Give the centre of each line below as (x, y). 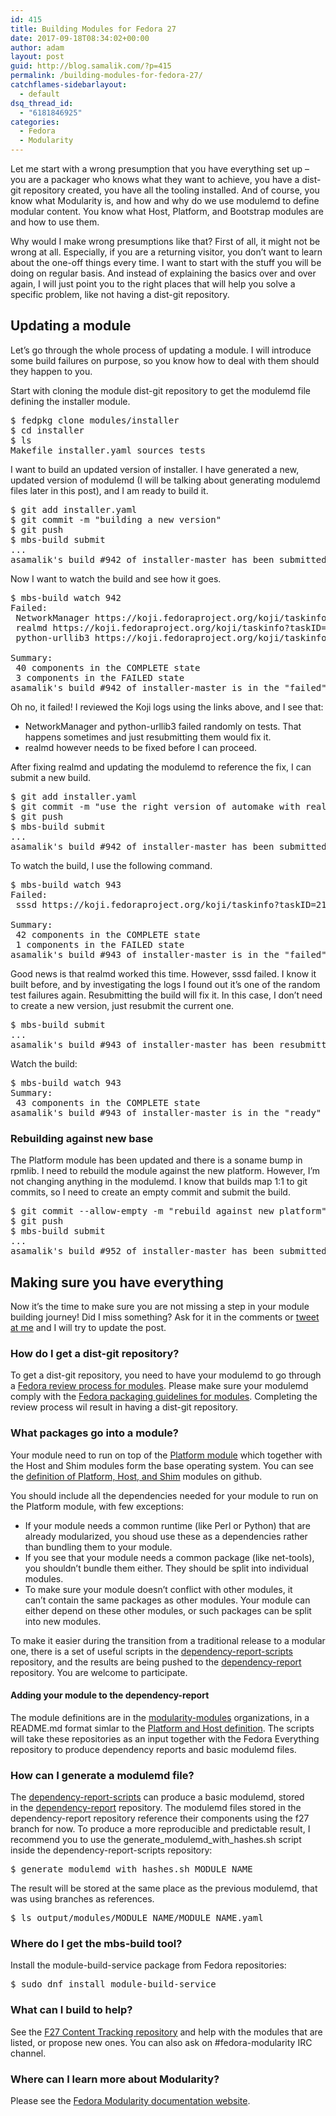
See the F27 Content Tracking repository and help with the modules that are (166, 2032)
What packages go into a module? (94, 1433)
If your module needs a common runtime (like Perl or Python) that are (167, 1525)
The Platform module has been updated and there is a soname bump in (156, 1160)
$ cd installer (47, 430)
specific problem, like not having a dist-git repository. (120, 294)
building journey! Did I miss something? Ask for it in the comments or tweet (165, 1317)
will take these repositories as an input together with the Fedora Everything (165, 1738)
